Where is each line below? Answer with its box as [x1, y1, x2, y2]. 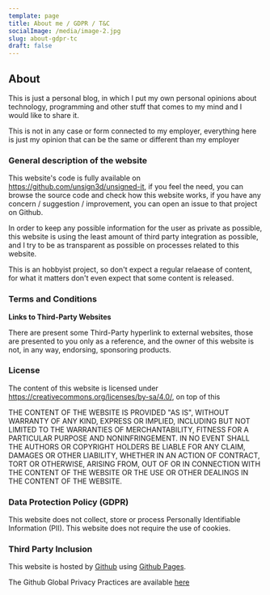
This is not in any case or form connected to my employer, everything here [8, 126, 257, 136]
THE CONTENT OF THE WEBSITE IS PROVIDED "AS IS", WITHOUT [8, 407, 230, 417]
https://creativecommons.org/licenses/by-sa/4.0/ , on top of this [8, 391, 221, 401]
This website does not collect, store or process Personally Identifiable [8, 515, 241, 525]
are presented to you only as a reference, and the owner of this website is [8, 336, 255, 346]
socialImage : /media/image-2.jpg [8, 27, 121, 35]
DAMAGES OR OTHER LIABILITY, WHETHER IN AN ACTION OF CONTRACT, [8, 450, 260, 460]
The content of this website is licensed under [8, 383, 159, 393]
